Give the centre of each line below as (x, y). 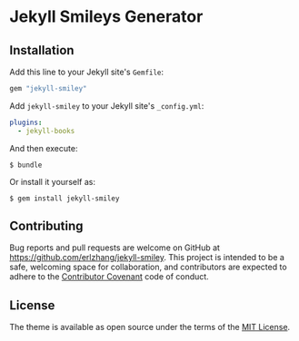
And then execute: (44, 148)
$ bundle (26, 165)
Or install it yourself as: (52, 181)
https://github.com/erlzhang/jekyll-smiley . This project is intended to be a (147, 258)
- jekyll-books (46, 131)
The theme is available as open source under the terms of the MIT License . (150, 327)
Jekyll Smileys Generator (106, 17)
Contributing (46, 226)
